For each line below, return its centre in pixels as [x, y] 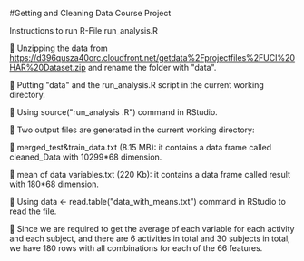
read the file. [33, 211]
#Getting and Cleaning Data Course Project [90, 13]
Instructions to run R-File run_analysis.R [84, 30]
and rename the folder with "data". [152, 68]
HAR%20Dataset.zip [48, 68]
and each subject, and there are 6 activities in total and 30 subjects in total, [150, 238]
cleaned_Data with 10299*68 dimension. [86, 157]
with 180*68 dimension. [54, 184]
